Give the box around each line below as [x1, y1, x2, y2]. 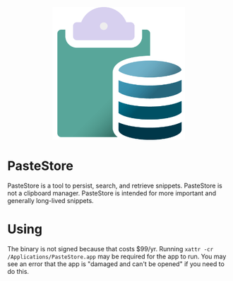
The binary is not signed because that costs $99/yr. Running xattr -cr [7, 244, 214, 253]
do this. [7, 267, 30, 275]
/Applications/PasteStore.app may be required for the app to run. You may [7, 252, 227, 260]
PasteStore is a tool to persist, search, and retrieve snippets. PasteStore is [7, 181, 222, 190]
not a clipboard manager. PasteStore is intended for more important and [7, 188, 217, 197]
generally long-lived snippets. [7, 196, 94, 205]
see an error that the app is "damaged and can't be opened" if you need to [7, 259, 225, 268]
